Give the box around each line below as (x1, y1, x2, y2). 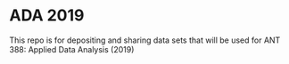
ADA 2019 (9, 5, 85, 26)
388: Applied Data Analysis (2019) (9, 44, 135, 54)
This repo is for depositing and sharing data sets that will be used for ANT (9, 35, 281, 45)
